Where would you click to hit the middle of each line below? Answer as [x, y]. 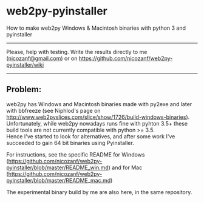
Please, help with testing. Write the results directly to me [77, 52]
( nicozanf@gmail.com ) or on [42, 58]
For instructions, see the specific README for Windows [76, 154]
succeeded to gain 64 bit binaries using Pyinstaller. [70, 143]
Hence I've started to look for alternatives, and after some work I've [91, 136]
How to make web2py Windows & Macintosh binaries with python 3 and [96, 28]
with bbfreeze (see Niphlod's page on [54, 110]
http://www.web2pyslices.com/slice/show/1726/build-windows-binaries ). [98, 117]
